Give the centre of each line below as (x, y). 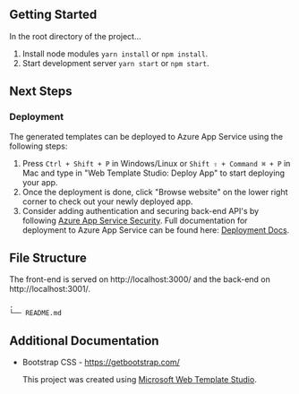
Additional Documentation (84, 341)
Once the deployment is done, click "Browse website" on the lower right (155, 192)
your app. (40, 182)
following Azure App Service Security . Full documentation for (135, 220)
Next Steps (41, 92)
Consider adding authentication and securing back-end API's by (141, 210)
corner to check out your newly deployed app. (107, 201)
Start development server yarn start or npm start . (115, 63)
